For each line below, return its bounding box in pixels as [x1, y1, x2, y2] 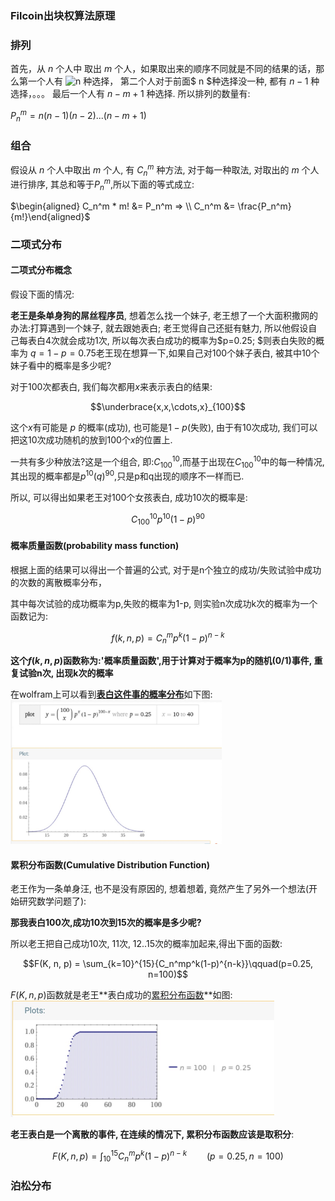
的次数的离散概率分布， [10, 576, 107, 588]
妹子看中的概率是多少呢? [10, 360, 112, 371]
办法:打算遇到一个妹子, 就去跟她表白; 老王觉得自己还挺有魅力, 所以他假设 [10, 322, 309, 334]
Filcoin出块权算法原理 [10, 8, 116, 22]
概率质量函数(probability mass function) [10, 540, 180, 552]
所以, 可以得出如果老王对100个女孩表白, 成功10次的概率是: [10, 492, 248, 504]
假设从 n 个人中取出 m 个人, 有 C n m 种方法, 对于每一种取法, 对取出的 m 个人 [10, 162, 320, 178]
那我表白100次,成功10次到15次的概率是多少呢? [10, 917, 202, 929]
